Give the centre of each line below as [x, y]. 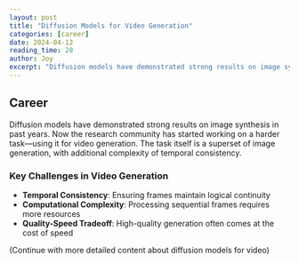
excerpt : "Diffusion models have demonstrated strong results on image [145, 68]
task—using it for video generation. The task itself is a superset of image [142, 143]
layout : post [33, 17]
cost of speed [48, 233]
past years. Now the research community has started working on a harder [145, 133]
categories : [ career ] [49, 34]
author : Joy [31, 59]
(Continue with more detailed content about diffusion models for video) [139, 250]
